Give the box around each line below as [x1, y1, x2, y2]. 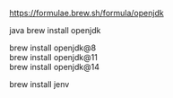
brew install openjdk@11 [9, 52, 99, 62]
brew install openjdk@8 [9, 42, 97, 53]
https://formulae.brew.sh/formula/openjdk [9, 8, 164, 18]
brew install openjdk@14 [9, 62, 100, 72]
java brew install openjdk [9, 25, 101, 35]
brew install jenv [9, 79, 70, 89]
